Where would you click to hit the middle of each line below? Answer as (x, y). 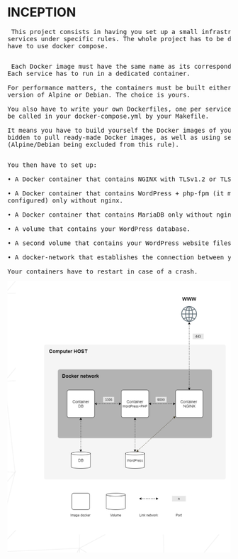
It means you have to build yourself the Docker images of (112, 130)
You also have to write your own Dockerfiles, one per (104, 109)
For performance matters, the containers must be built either (119, 87)
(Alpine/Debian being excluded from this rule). (93, 144)
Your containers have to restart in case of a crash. (103, 271)
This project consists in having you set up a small (104, 32)
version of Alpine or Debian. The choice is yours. (99, 94)
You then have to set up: (52, 165)
